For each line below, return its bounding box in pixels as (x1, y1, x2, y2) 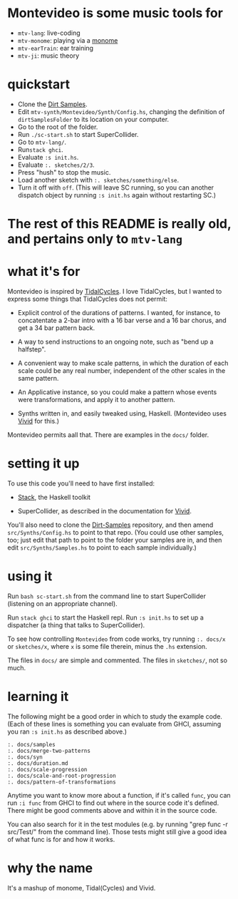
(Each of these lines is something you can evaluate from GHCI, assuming (7, 719, 222, 728)
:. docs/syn (7, 754, 43, 761)
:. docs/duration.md (7, 759, 69, 767)
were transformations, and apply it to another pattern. (17, 396, 176, 404)
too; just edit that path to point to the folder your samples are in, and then (7, 535, 222, 544)
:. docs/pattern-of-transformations (7, 779, 116, 786)
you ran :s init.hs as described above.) (7, 727, 127, 736)
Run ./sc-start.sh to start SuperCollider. (17, 130, 139, 138)
